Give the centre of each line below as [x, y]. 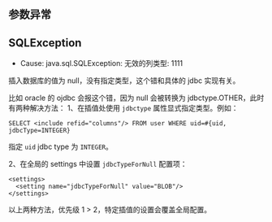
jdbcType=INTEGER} [39, 131]
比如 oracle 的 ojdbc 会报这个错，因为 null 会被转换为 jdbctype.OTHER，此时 [136, 98]
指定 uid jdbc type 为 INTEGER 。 [61, 147]
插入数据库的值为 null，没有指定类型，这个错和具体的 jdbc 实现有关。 [124, 81]
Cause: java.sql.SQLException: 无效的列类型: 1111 [101, 63]
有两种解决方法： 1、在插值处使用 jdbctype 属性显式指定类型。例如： [123, 108]
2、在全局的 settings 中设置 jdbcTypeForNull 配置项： [98, 164]
